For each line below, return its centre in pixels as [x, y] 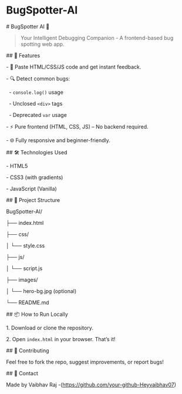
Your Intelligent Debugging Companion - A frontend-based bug [97, 38]
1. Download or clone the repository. [50, 328]
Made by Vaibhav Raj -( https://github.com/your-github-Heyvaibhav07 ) [91, 385]
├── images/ [22, 279]
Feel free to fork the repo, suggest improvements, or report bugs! [85, 362]
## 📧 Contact [22, 373]
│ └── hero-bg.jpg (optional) [41, 291]
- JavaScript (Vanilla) [31, 188]
